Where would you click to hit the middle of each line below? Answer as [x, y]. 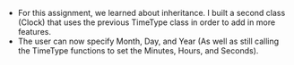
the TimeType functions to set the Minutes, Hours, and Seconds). [138, 51]
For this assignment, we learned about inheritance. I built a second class [151, 13]
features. [35, 32]
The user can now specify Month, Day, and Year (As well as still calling [148, 41]
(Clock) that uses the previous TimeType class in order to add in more [147, 22]
